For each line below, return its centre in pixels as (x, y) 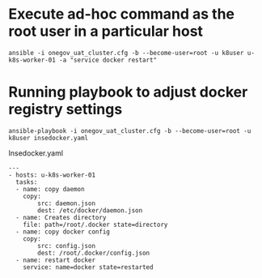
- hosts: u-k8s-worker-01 (52, 175)
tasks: (27, 182)
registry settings (65, 109)
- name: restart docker (55, 260)
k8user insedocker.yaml (49, 138)
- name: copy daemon (50, 189)
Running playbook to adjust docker (128, 92)
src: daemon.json (66, 203)
